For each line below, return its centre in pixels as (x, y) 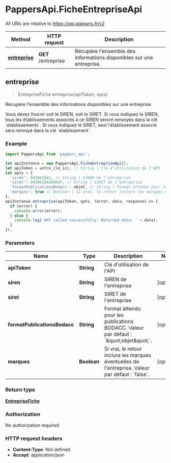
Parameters (20, 242)
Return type (20, 390)
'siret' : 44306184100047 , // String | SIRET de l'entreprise (76, 182)
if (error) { (24, 206)
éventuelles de (122, 362)
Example (16, 143)
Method (21, 39)
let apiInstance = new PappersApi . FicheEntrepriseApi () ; (67, 163)
